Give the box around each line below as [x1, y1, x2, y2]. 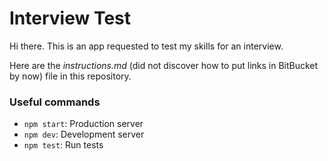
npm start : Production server [23, 118, 144, 130]
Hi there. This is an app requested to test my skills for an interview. [9, 40, 284, 52]
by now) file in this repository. [9, 70, 132, 82]
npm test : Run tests [23, 139, 104, 151]
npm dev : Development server [23, 128, 145, 141]
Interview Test [9, 7, 132, 30]
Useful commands [9, 95, 101, 109]
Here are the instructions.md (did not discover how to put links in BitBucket [9, 59, 319, 71]
